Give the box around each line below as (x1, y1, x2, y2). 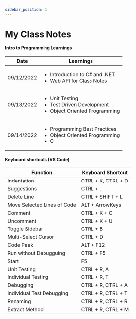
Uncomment (7, 218, 37, 225)
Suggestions (7, 185, 37, 192)
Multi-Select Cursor (7, 233, 54, 240)
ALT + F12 (81, 242, 105, 249)
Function (31, 169, 53, 176)
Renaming (7, 298, 31, 305)
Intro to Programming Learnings (5, 45, 72, 51)
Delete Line (7, 193, 34, 200)
